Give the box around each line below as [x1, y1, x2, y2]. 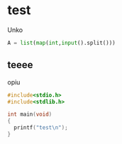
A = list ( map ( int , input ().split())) [7, 39, 116, 46]
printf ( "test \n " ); [13, 124, 69, 131]
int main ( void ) [7, 111, 52, 118]
